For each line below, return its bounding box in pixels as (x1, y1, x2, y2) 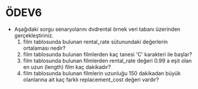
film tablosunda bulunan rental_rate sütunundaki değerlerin (23, 38, 168, 45)
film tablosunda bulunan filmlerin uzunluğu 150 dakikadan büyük (23, 69, 181, 77)
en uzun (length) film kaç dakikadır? (23, 63, 111, 71)
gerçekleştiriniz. (14, 31, 54, 39)
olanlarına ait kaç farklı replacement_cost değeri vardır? (23, 76, 159, 83)
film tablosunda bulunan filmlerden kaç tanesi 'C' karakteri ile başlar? (23, 50, 193, 58)
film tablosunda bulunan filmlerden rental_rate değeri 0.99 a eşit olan (23, 57, 192, 64)
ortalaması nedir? (23, 44, 66, 52)
